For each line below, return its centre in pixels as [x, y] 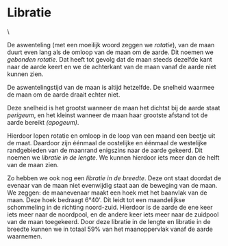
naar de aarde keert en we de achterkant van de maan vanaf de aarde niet [112, 66]
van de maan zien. [33, 164]
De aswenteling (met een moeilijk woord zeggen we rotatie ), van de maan [111, 45]
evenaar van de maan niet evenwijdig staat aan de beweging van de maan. [112, 185]
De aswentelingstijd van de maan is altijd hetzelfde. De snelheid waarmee [111, 87]
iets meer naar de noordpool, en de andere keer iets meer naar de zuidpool [113, 214]
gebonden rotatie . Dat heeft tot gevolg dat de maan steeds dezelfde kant [110, 59]
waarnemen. [25, 236]
